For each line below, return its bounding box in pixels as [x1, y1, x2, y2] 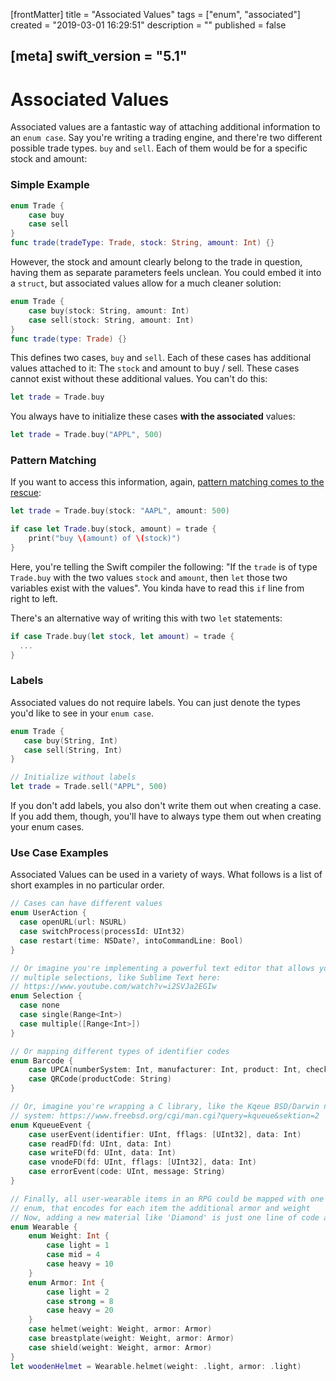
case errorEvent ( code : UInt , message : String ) [28, 1167, 226, 1177]
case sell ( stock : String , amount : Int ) [28, 315, 195, 325]
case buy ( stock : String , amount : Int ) [28, 305, 190, 316]
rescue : [10, 487, 42, 499]
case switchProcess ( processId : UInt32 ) [19, 927, 186, 937]
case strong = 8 [46, 1296, 114, 1306]
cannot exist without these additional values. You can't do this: [10, 373, 268, 385]
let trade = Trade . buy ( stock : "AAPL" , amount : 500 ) [10, 506, 230, 516]
